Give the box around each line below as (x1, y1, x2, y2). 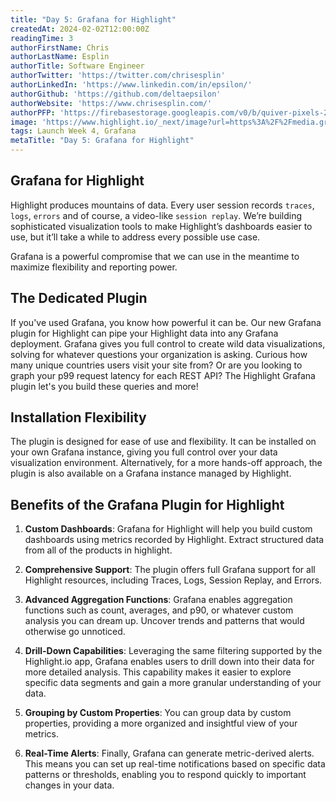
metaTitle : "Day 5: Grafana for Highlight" (10, 136, 195, 146)
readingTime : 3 (10, 33, 74, 43)
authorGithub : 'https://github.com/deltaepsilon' (10, 89, 222, 99)
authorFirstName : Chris (10, 42, 110, 53)
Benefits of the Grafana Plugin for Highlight (10, 496, 285, 513)
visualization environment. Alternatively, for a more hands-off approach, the (10, 457, 323, 469)
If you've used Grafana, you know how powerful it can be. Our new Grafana (10, 316, 322, 328)
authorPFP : (10, 107, 56, 118)
